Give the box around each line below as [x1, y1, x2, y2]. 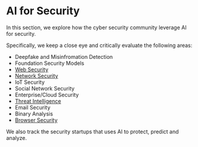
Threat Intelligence [14, 97, 61, 105]
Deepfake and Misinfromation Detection [14, 53, 113, 60]
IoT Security [14, 79, 45, 86]
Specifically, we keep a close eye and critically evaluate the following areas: [6, 42, 193, 49]
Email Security [14, 104, 51, 111]
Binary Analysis [14, 110, 54, 117]
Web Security [14, 65, 49, 73]
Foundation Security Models [14, 60, 85, 67]
